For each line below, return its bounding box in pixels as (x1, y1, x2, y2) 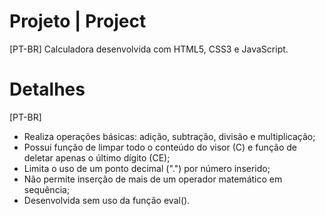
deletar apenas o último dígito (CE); (23, 151, 171, 164)
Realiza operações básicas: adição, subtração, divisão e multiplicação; (23, 130, 316, 142)
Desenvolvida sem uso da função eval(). (23, 194, 191, 206)
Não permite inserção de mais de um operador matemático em (23, 173, 283, 185)
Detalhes (9, 78, 86, 101)
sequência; (23, 183, 71, 195)
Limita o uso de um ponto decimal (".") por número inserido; (23, 162, 271, 174)
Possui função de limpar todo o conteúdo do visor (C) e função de (23, 141, 297, 153)
